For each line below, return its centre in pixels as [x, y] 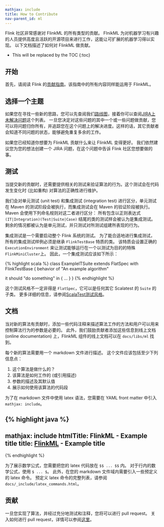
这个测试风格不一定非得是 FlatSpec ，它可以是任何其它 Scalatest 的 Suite [78, 288]
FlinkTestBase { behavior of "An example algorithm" [57, 268]
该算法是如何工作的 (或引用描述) [44, 375]
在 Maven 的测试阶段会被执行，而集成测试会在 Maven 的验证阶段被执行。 [79, 207]
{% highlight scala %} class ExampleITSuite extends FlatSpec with [72, 263]
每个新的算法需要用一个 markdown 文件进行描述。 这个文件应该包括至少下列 [82, 352]
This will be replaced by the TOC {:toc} [51, 55]
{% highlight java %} [37, 419]
